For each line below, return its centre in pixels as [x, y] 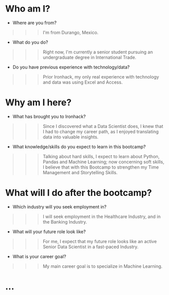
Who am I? [28, 9]
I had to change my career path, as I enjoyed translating [101, 131]
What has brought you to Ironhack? [49, 116]
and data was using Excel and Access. [82, 82]
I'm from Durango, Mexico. [71, 32]
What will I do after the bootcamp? [79, 193]
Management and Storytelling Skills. [80, 172]
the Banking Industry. [65, 222]
